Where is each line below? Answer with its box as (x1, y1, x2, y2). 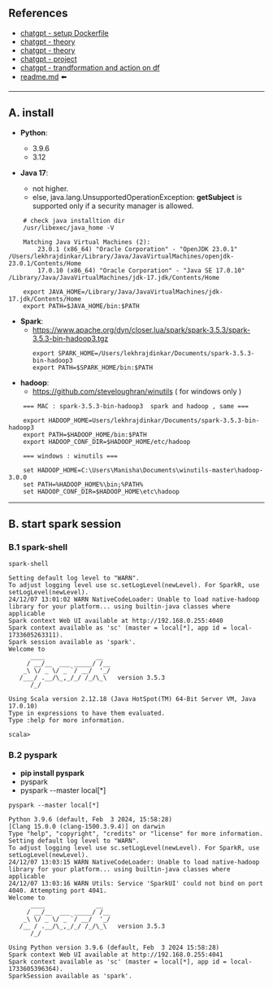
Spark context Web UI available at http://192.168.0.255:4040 (8, 617, 223, 625)
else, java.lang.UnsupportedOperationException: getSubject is (32, 192, 242, 202)
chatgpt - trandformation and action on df (19, 63, 160, 72)
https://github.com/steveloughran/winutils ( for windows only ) (32, 386, 242, 396)
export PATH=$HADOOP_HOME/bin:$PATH (23, 430, 148, 438)
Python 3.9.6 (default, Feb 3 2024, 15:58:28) (8, 815, 173, 824)
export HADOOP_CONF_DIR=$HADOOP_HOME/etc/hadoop (23, 437, 191, 446)
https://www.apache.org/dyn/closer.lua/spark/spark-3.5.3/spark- (32, 324, 250, 334)
